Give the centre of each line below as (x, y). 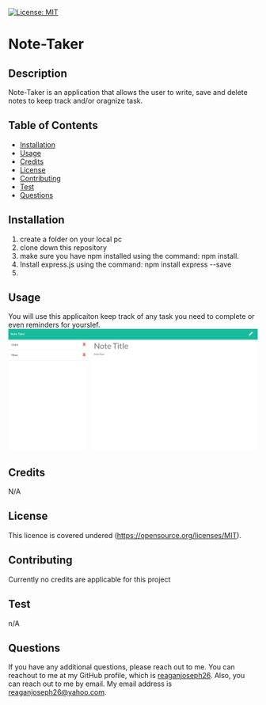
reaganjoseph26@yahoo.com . (57, 692)
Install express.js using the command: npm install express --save (125, 264)
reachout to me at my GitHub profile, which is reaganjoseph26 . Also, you (127, 676)
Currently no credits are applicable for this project (89, 579)
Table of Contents (53, 125)
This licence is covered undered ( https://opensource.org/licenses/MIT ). (125, 535)
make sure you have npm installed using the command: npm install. (129, 256)
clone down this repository (63, 247)
